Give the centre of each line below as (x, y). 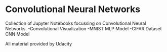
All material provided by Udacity (39, 43)
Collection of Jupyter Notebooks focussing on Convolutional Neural (76, 23)
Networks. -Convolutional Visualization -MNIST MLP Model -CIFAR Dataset (83, 28)
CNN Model (17, 34)
